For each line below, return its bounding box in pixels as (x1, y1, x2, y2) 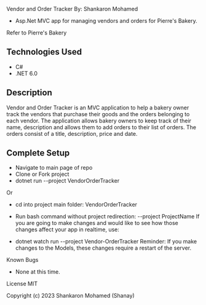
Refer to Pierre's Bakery (6, 29, 67, 36)
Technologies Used (6, 47, 82, 57)
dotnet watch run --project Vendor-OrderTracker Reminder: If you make (15, 238, 197, 245)
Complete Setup (6, 148, 70, 159)
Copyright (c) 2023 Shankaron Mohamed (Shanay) (6, 292, 135, 299)
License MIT (6, 280, 38, 288)
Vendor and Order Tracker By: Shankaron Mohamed (6, 6, 138, 12)
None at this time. (15, 268, 60, 275)
